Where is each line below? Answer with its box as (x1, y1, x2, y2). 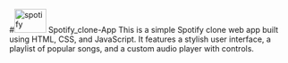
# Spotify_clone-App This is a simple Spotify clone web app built (9, 25, 279, 35)
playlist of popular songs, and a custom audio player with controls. (9, 43, 255, 53)
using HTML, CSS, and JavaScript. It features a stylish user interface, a (9, 34, 271, 44)
